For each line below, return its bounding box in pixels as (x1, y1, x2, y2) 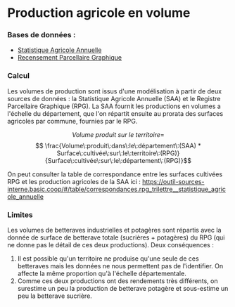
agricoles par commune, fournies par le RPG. (7, 117, 138, 125)
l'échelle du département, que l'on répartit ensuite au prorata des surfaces (7, 109, 224, 117)
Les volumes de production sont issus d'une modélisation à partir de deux (7, 86, 222, 96)
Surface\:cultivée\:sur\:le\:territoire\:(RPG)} (56, 149, 180, 157)
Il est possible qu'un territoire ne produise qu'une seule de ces (17, 254, 199, 263)
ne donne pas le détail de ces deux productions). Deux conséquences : (7, 241, 215, 249)
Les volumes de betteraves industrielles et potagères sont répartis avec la (7, 226, 222, 235)
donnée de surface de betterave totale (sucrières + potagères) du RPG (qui (7, 233, 225, 242)
